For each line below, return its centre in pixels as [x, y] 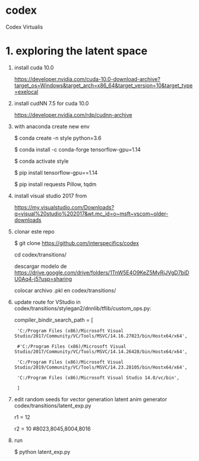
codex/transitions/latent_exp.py [53, 406]
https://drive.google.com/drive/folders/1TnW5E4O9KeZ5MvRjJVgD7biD [102, 273]
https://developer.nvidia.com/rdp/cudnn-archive [73, 115]
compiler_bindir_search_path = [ [53, 320]
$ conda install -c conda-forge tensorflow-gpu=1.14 [77, 149]
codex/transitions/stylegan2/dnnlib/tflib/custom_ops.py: [83, 308]
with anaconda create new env [52, 126]
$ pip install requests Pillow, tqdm [55, 184]
